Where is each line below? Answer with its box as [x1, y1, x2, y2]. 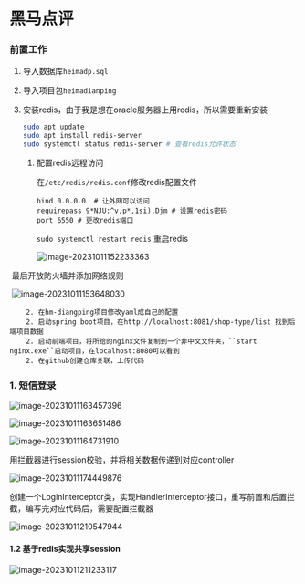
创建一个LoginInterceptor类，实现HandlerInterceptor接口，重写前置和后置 [9, 492, 288, 503]
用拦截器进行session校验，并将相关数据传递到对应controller [9, 454, 235, 465]
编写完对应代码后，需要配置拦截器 [25, 503, 153, 514]
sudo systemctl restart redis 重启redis [36, 234, 189, 245]
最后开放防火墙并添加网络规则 [11, 270, 124, 281]
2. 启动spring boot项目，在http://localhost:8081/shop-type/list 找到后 [26, 318, 296, 327]
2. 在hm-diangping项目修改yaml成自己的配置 [26, 308, 179, 318]
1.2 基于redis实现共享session [9, 544, 121, 554]
